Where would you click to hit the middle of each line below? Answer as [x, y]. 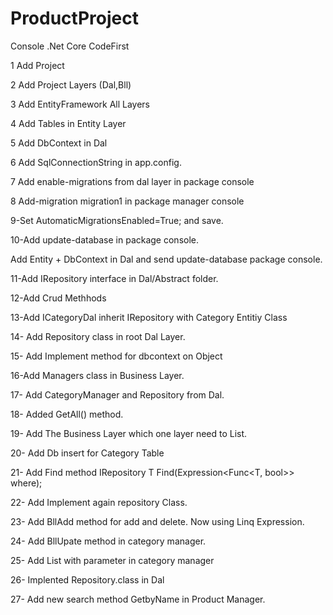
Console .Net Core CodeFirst [70, 46]
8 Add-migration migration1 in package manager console [127, 201]
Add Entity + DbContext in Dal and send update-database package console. [166, 259]
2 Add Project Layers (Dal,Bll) [71, 84]
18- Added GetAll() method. [67, 414]
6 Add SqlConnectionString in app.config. [96, 162]
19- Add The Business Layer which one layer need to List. [129, 433]
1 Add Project [37, 65]
